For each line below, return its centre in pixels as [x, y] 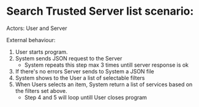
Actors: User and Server [37, 28]
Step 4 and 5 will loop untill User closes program [85, 97]
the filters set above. [41, 90]
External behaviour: [31, 40]
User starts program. [42, 52]
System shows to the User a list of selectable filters [80, 78]
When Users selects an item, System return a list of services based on [104, 84]
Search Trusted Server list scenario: [100, 11]
